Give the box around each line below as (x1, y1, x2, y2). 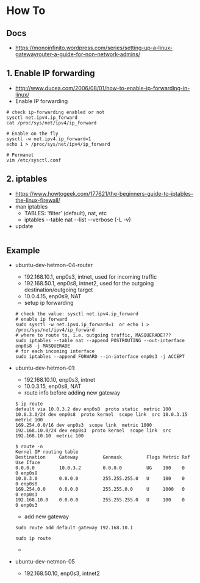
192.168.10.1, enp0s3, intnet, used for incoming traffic (24, 273, 157, 281)
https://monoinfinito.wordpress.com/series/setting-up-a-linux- (15, 44, 173, 51)
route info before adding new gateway (24, 389, 121, 396)
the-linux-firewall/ (15, 196, 61, 204)
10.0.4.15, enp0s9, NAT (24, 293, 82, 300)
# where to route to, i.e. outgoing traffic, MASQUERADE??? (15, 332, 171, 338)
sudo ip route (15, 535, 51, 542)
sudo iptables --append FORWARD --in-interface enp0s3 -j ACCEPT (15, 354, 185, 360)
